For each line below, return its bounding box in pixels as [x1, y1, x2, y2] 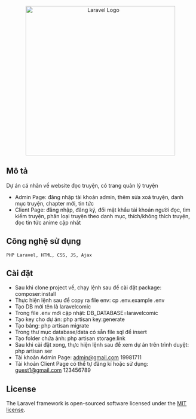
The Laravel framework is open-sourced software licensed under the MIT [6, 400, 187, 407]
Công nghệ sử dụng [6, 236, 81, 246]
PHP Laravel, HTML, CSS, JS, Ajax [6, 252, 93, 258]
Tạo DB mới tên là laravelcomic [14, 303, 91, 310]
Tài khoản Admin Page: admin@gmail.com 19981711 [14, 354, 142, 361]
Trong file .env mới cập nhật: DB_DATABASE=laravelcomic [14, 310, 158, 317]
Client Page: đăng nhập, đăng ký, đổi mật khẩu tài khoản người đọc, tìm [14, 206, 191, 213]
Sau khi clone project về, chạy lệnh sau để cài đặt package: [14, 284, 162, 291]
